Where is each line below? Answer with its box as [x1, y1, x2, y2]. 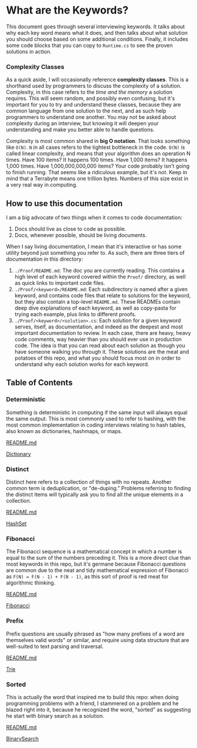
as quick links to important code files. [14, 280, 106, 287]
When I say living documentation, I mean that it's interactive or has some [6, 243, 182, 250]
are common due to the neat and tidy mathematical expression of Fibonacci [6, 567, 189, 574]
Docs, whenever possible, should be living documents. [14, 232, 147, 239]
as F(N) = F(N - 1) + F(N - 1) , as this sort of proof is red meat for [6, 573, 169, 580]
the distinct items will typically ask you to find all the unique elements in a [6, 491, 184, 498]
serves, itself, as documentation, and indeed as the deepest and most [14, 323, 184, 330]
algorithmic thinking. [6, 579, 56, 586]
